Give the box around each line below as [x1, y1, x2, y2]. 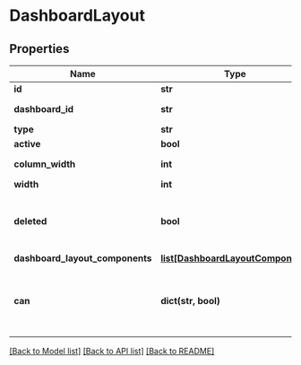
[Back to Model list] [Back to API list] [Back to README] [9, 346, 215, 356]
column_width [13, 158, 76, 170]
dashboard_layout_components [13, 252, 152, 265]
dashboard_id [13, 103, 74, 115]
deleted [13, 215, 47, 227]
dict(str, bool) [160, 295, 221, 307]
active [13, 138, 41, 150]
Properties [9, 41, 70, 56]
